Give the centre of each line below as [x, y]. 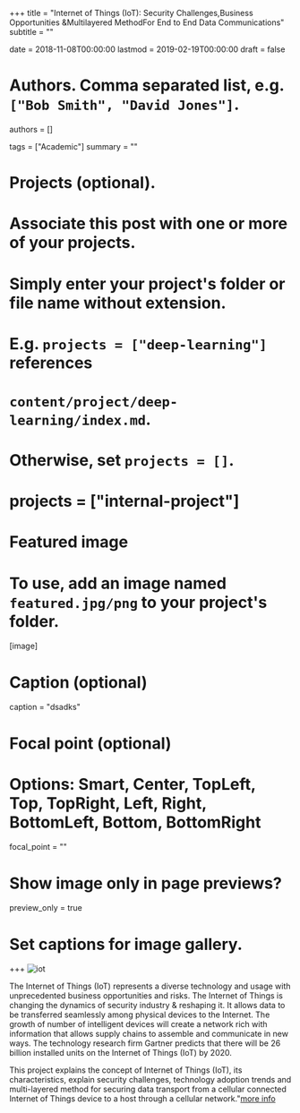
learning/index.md [77, 420]
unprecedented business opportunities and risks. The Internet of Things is [146, 996]
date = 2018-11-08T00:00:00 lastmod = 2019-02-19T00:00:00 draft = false [147, 49]
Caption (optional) [78, 682]
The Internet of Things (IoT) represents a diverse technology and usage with [150, 986]
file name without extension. [118, 303]
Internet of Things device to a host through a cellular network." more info [142, 1099]
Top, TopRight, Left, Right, [108, 803]
